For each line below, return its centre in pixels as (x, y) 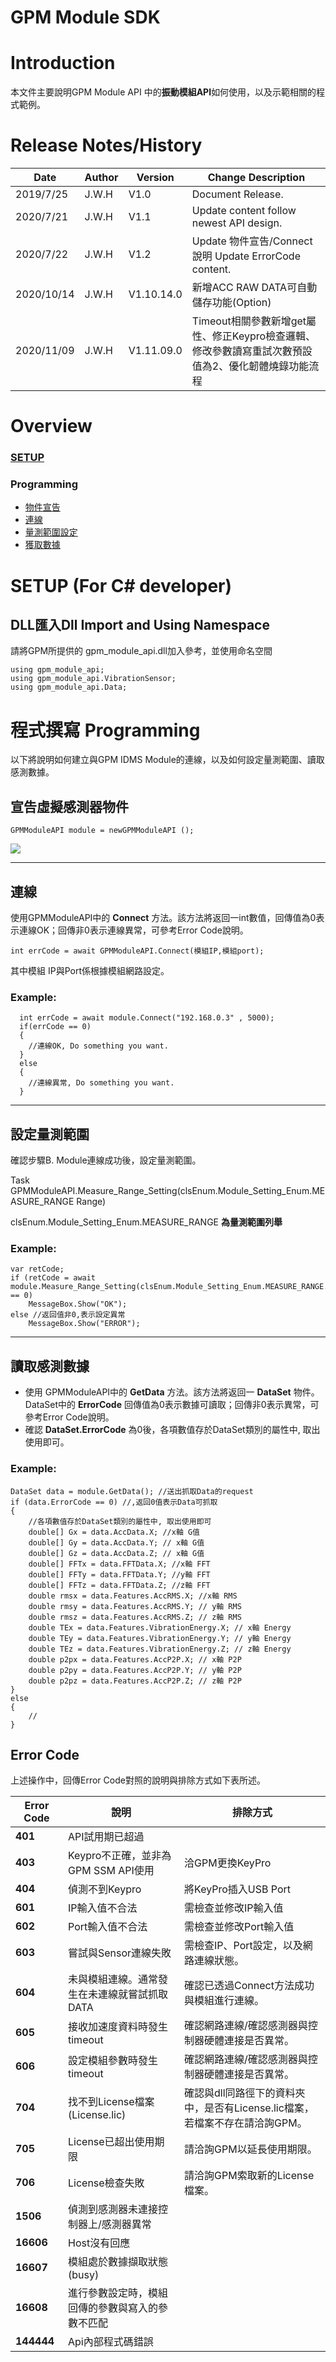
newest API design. (237, 223)
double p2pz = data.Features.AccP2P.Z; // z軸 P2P (135, 1681)
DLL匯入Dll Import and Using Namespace (140, 625)
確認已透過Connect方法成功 (249, 1986)
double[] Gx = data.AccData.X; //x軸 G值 (114, 1532)
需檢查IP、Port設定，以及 (243, 1946)
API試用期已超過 (106, 1837)
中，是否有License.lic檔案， (249, 2108)
